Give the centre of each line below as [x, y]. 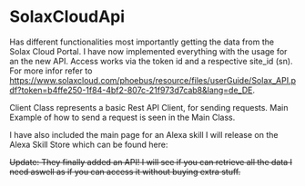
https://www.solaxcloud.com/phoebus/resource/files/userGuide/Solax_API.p [153, 80]
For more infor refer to [51, 71]
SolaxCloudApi [67, 17]
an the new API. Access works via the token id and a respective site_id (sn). [151, 61]
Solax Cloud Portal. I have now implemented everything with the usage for [148, 51]
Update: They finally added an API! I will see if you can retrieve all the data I [151, 162]
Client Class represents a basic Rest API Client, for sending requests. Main [149, 107]
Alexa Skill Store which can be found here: [89, 144]
